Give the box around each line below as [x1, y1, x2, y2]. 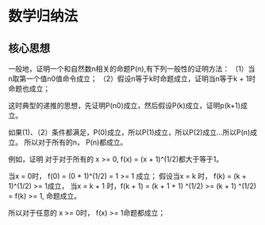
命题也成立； [8, 84, 50, 93]
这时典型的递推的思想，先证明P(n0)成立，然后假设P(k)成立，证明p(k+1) [8, 101, 240, 110]
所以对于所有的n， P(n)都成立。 [23, 138, 128, 147]
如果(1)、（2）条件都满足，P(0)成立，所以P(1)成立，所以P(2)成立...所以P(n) [8, 128, 251, 137]
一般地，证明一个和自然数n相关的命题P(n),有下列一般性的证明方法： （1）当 [8, 64, 255, 73]
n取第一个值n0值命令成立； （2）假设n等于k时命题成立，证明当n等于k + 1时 [8, 74, 256, 83]
